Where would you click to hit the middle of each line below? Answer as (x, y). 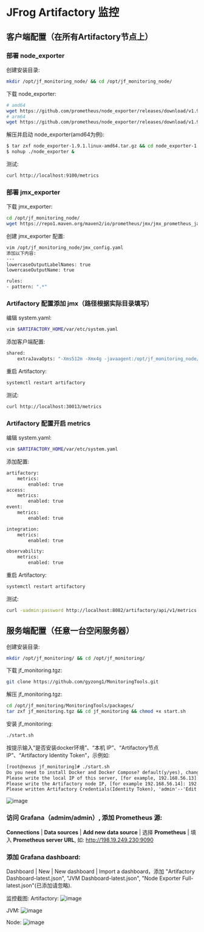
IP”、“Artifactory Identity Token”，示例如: (58, 755)
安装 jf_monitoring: (30, 724)
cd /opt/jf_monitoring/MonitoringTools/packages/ (70, 706)
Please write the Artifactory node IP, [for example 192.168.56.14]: (96, 784)
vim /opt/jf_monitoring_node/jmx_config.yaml (65, 247)
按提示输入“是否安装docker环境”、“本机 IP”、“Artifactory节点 (83, 747)
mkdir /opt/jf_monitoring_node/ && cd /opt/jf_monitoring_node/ (89, 81)
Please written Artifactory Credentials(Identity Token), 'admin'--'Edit (102, 789)
